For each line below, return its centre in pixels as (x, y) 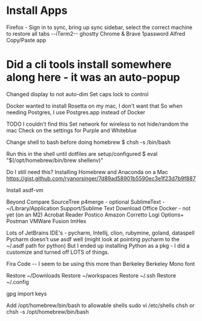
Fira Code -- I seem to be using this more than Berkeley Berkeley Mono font (101, 264)
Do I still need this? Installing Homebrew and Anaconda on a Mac (87, 172)
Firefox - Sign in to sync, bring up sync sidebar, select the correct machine (99, 27)
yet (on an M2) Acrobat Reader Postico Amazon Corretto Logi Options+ (95, 215)
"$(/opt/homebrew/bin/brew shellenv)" (55, 160)
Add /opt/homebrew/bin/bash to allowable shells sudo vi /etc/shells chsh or (100, 305)
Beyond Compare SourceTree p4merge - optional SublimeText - (86, 202)
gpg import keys (27, 293)
